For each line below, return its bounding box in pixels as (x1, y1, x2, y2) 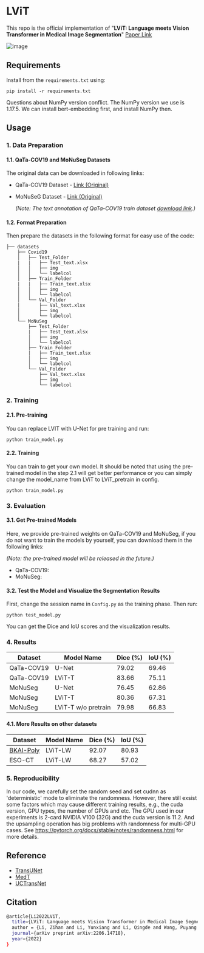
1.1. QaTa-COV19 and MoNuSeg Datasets (6, 156, 110, 163)
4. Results (6, 638, 36, 646)
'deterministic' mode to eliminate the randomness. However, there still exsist (6, 794, 197, 801)
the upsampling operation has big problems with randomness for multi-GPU (6, 820, 196, 827)
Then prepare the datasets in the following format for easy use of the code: (6, 232, 195, 239)
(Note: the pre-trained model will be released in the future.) (6, 555, 155, 562)
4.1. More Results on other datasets (6, 720, 97, 728)
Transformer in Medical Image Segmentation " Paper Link (6, 30, 152, 38)
